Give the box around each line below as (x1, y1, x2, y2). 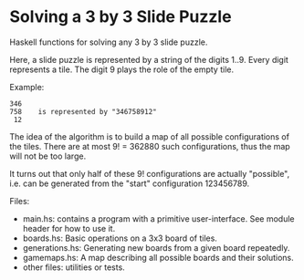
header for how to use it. (22, 223, 116, 233)
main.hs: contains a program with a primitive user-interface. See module (22, 213, 295, 224)
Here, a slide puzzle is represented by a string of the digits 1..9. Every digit (9, 54, 289, 65)
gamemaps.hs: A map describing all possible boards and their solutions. (22, 252, 294, 263)
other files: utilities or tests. (22, 262, 125, 273)
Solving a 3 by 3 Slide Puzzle (9, 6, 232, 27)
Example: (9, 81, 45, 92)
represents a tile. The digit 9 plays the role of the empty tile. (9, 64, 235, 75)
